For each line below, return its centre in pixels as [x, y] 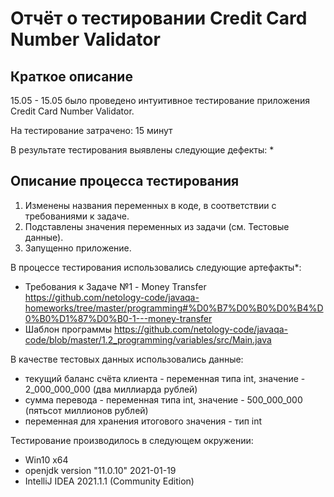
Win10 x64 [46, 459]
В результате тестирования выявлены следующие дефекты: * [142, 150]
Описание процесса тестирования [125, 181]
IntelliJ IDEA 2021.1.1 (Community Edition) [109, 481]
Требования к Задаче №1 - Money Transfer [115, 286]
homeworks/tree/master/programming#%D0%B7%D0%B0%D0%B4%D [174, 308]
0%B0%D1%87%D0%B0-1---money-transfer [118, 318]
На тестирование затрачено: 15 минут [91, 130]
